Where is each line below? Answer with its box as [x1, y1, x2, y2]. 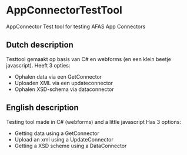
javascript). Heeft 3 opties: [6, 62, 71, 69]
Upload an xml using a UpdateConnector [14, 136, 113, 143]
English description [6, 103, 79, 113]
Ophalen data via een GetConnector [14, 73, 102, 80]
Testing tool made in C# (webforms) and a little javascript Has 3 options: [6, 118, 181, 125]
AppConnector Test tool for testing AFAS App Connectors [6, 23, 146, 30]
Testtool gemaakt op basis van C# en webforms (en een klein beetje [6, 55, 172, 62]
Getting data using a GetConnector [14, 130, 99, 137]
